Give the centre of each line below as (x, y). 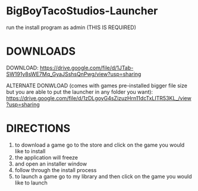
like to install (30, 151)
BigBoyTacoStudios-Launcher (82, 11)
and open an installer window (51, 164)
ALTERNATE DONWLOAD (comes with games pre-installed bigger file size (97, 85)
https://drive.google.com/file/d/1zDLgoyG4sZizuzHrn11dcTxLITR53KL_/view (99, 98)
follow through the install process (56, 170)
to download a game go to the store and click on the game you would (100, 145)
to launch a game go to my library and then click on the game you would (103, 176)
